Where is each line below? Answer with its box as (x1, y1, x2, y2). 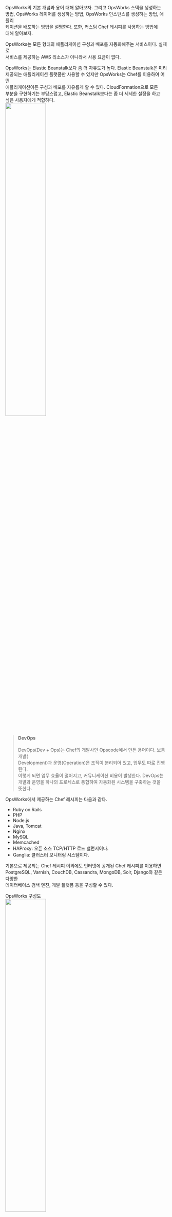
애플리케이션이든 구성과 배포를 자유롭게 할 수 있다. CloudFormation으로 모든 (5, 84, 158, 90)
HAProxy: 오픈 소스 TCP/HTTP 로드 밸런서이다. (12, 845, 109, 851)
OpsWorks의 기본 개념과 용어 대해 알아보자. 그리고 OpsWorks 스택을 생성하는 (5, 5, 162, 10)
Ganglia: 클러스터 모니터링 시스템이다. (12, 852, 89, 858)
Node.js (12, 817, 30, 824)
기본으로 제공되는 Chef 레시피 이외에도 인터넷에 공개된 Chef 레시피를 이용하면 (5, 863, 162, 869)
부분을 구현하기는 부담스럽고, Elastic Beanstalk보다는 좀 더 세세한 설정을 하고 (5, 90, 160, 97)
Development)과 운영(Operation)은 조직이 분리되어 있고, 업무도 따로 (17, 759, 156, 766)
